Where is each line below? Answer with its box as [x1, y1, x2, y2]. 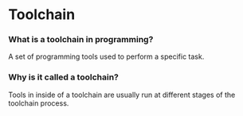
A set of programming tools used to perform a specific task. [8, 52, 205, 61]
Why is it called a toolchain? [8, 72, 120, 83]
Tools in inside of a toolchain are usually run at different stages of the [8, 90, 236, 99]
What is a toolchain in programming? [8, 34, 154, 45]
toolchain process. [8, 98, 69, 108]
